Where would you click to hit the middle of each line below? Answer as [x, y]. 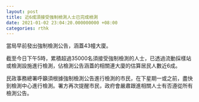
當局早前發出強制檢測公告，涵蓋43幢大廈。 [59, 46]
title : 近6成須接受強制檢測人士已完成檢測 [52, 17]
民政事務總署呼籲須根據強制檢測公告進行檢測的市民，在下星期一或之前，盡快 [99, 78]
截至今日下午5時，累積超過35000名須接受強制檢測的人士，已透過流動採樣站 [99, 58]
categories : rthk [28, 28]
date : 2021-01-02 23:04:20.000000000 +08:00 [62, 23]
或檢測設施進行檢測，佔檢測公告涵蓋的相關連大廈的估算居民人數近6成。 [93, 66]
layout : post [22, 12]
